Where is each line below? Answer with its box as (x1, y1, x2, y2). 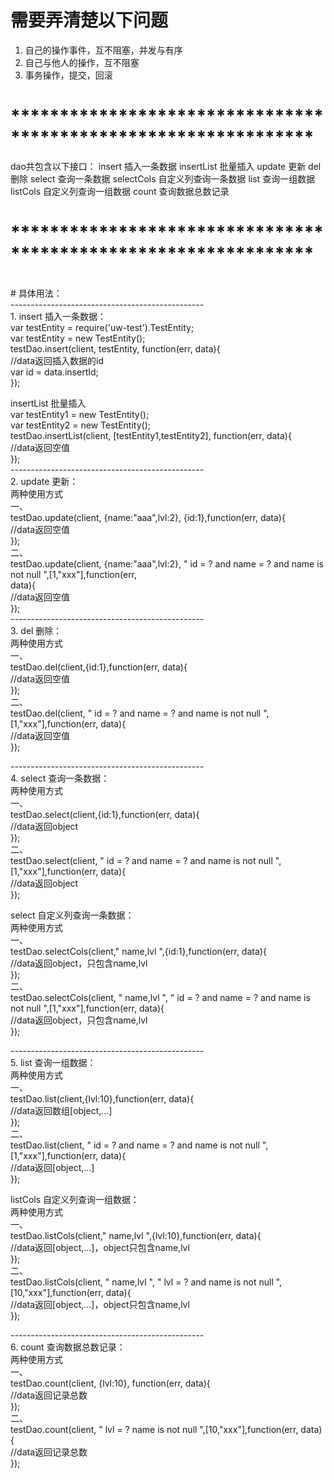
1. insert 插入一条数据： (10, 310, 107, 322)
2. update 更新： (10, 475, 79, 487)
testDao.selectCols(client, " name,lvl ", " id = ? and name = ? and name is (10, 991, 311, 1003)
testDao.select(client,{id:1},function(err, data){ (10, 808, 200, 820)
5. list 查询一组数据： (10, 1056, 97, 1068)
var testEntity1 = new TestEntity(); (10, 408, 150, 420)
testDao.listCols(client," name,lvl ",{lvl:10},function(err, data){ (10, 1229, 262, 1241)
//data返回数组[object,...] (10, 1104, 113, 1116)
